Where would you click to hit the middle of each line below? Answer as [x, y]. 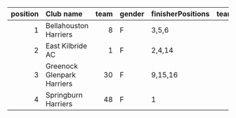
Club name [64, 14]
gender [132, 14]
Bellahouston [67, 26]
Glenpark [60, 75]
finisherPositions [180, 14]
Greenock [62, 66]
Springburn [64, 95]
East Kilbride [66, 46]
